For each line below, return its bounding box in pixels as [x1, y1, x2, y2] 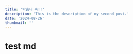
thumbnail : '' [5, 20, 34, 25]
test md [5, 41, 36, 52]
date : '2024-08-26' [5, 16, 45, 21]
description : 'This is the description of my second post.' [5, 11, 130, 16]
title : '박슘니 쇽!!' [5, 7, 45, 12]
